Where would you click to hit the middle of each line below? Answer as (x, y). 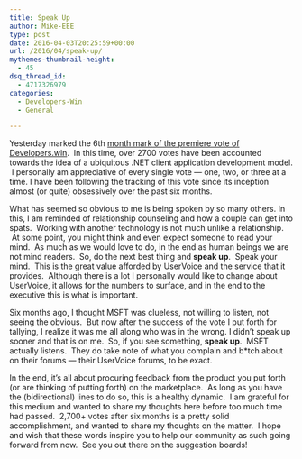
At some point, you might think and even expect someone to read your (142, 238)
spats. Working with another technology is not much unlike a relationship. (146, 228)
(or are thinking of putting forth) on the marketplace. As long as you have (146, 388)
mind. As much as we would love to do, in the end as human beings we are (149, 247)
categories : (32, 93)
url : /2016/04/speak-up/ (56, 51)
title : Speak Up (40, 18)
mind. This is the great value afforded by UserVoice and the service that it (147, 266)
